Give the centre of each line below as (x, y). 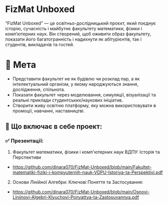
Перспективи (27, 157)
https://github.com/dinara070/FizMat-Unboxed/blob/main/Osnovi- (81, 191)
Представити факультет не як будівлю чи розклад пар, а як (76, 78)
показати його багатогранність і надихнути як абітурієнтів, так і (73, 39)
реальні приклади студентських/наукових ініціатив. (68, 100)
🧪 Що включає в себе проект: (54, 127)
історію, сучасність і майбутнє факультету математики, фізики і (74, 28)
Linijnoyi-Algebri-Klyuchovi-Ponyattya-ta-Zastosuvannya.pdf (76, 197)
